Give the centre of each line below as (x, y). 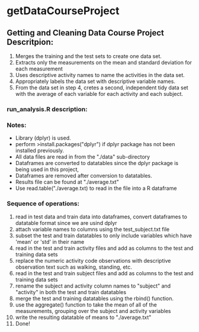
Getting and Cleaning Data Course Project (86, 33)
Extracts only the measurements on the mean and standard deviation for (103, 62)
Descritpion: (30, 42)
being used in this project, (47, 169)
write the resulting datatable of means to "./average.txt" (83, 317)
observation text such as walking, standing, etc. (74, 267)
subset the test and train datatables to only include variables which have (103, 236)
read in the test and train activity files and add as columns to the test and (104, 248)
